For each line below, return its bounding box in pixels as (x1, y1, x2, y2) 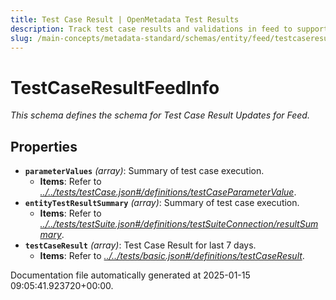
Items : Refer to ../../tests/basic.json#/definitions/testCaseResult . (39, 250, 305, 262)
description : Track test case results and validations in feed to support (10, 24, 329, 34)
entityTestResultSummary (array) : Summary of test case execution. (24, 197, 300, 209)
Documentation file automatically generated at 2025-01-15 (10, 269, 251, 281)
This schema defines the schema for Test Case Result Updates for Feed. (10, 109, 310, 121)
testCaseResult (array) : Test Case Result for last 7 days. (24, 239, 257, 251)
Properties (10, 138, 78, 155)
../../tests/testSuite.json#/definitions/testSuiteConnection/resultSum (39, 218, 319, 230)
